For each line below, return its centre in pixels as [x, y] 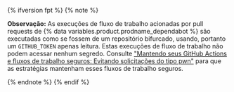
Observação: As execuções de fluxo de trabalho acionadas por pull [105, 24]
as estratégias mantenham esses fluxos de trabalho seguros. [96, 68]
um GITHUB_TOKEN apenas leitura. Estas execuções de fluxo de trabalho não [115, 46]
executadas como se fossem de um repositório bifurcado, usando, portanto [117, 39]
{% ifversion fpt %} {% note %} [53, 10]
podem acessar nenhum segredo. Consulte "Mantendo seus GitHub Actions [117, 53]
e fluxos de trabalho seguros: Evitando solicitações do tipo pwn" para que [114, 61]
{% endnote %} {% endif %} [48, 82]
